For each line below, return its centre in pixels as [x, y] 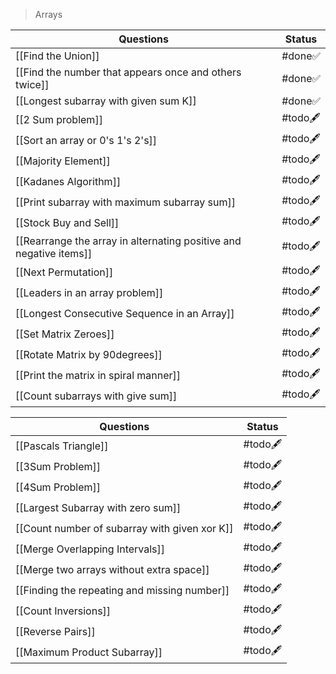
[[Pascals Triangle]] [62, 446]
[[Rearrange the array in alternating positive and [128, 241]
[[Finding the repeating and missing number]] [122, 590]
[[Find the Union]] [57, 56]
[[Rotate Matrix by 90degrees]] [89, 354]
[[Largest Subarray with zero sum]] [98, 507]
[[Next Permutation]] [64, 272]
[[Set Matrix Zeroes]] [65, 334]
